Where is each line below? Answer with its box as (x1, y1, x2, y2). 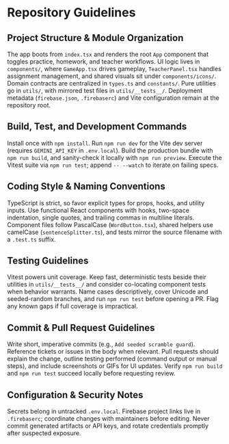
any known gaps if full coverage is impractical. (7, 302, 138, 311)
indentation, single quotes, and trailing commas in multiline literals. (7, 213, 195, 222)
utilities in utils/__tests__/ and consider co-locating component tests (7, 280, 206, 289)
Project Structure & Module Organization (7, 32, 184, 44)
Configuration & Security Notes (7, 389, 144, 401)
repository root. (7, 101, 51, 109)
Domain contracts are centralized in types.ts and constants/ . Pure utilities (7, 79, 217, 87)
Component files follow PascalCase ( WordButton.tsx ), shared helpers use (7, 220, 213, 228)
